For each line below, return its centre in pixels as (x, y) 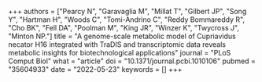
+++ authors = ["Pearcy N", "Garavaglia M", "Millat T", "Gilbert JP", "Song (127, 11)
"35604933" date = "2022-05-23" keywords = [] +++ (95, 69)
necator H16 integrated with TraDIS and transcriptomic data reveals (117, 45)
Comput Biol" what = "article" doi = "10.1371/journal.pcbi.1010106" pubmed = (132, 61)
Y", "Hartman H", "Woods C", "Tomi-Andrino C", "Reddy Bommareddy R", (127, 20)
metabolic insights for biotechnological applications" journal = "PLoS (120, 53)
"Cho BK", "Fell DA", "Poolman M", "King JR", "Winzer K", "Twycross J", (124, 28)
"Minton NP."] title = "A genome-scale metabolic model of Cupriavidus (122, 36)
